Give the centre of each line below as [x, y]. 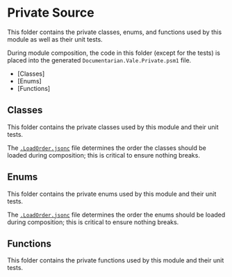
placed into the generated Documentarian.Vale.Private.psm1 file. [99, 60]
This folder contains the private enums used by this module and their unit [112, 194]
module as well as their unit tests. [55, 39]
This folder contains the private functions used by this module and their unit [116, 260]
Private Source [51, 13]
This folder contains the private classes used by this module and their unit [113, 127]
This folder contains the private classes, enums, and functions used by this [115, 32]
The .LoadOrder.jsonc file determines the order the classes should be [107, 148]
